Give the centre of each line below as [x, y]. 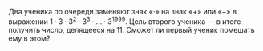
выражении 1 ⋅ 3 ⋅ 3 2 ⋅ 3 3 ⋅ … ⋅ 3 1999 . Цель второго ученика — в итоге [125, 21]
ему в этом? [29, 38]
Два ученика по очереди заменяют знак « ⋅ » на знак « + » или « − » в [123, 12]
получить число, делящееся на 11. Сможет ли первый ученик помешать [131, 29]
